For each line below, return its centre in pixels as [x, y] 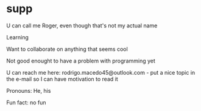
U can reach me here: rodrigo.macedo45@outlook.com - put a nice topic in [101, 72]
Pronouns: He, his [29, 90]
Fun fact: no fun [26, 103]
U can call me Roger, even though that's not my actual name [82, 25]
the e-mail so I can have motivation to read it [62, 79]
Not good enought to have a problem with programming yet [81, 61]
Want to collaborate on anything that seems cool [67, 49]
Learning [18, 37]
